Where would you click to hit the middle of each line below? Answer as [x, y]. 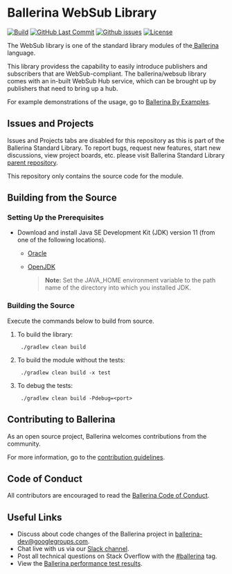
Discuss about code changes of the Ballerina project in [95, 534]
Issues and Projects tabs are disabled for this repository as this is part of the [116, 140]
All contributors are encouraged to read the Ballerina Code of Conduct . [108, 496]
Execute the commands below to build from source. [81, 321]
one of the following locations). [61, 240]
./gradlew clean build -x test [65, 373]
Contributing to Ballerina [61, 420]
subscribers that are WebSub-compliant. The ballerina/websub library [107, 74]
